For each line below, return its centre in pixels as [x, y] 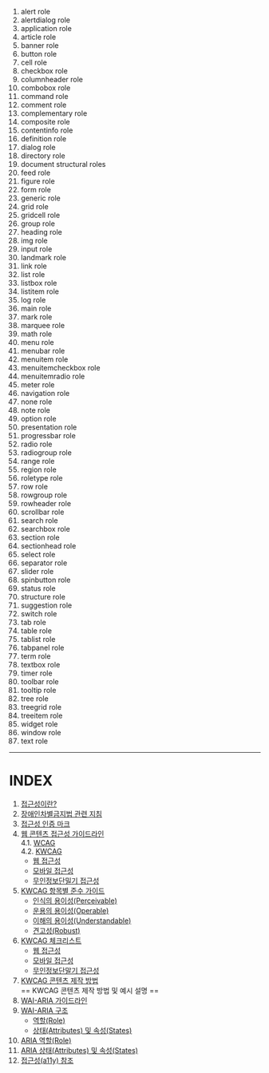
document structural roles [63, 164]
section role [40, 537]
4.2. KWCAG [41, 851]
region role [38, 469]
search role [39, 521]
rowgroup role [44, 495]
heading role [41, 232]
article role [38, 37]
